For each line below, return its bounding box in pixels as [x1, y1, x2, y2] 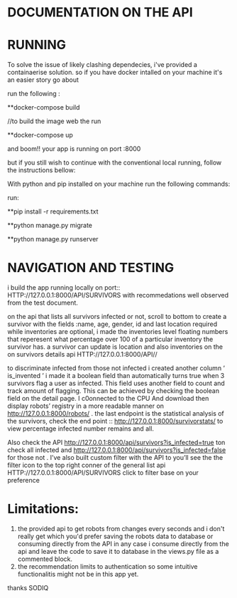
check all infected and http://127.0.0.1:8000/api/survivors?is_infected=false [7, 446, 226, 454]
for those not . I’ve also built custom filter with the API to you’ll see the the [7, 453, 224, 462]
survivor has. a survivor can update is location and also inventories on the [7, 342, 224, 351]
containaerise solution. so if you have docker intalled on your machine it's [7, 68, 223, 77]
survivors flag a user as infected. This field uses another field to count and [7, 379, 225, 388]
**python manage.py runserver [7, 235, 99, 243]
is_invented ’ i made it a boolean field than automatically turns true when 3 [7, 372, 225, 380]
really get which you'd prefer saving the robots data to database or [17, 532, 214, 540]
